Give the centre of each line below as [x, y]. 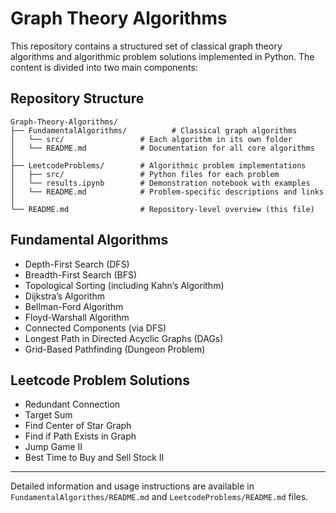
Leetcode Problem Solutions [100, 380]
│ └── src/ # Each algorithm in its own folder [151, 139]
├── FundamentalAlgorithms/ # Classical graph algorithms [154, 130]
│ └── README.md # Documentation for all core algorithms [162, 148]
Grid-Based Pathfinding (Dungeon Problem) [115, 349]
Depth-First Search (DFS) [77, 264]
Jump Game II [53, 447]
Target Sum [48, 415]
